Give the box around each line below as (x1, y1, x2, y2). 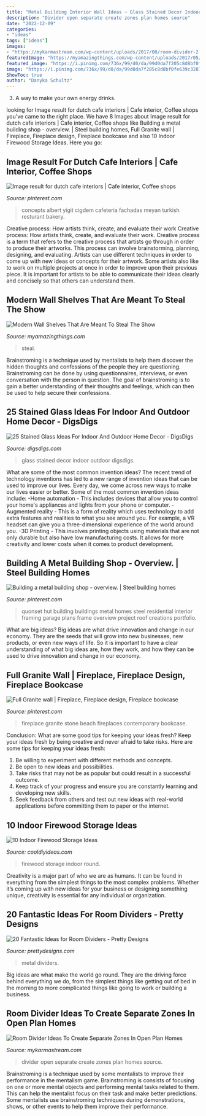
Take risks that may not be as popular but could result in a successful (15, 770, 191, 777)
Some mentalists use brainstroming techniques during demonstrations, (6, 1096, 186, 1103)
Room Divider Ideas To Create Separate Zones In (6, 1009, 195, 1019)
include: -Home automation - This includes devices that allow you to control (6, 494, 198, 502)
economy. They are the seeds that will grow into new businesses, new (6, 633, 184, 640)
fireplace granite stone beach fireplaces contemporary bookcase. (21, 720, 188, 727)
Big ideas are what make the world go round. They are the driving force (6, 971, 187, 978)
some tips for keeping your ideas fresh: (6, 744, 105, 752)
